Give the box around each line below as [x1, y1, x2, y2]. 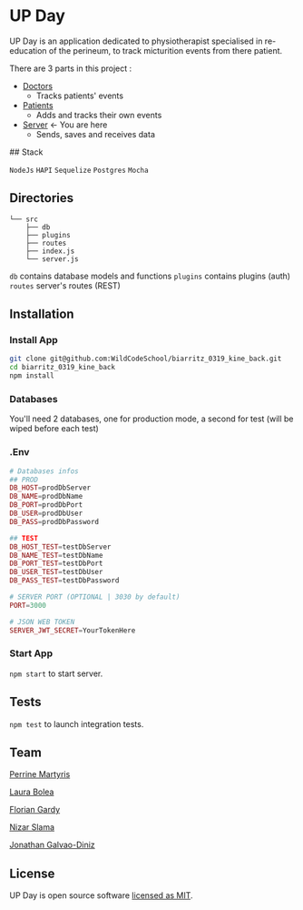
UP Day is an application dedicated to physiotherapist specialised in [9, 35, 263, 46]
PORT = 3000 [9, 601, 47, 610]
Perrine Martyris [9, 769, 71, 780]
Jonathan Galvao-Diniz [9, 839, 95, 851]
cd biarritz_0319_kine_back [9, 363, 116, 372]
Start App [9, 647, 53, 660]
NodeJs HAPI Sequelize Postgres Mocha [9, 166, 149, 175]
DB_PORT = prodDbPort [9, 500, 83, 510]
